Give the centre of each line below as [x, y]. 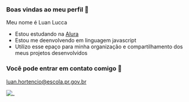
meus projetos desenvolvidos [51, 53]
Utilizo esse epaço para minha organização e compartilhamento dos [99, 47]
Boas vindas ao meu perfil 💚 [48, 10]
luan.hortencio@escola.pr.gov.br [46, 81]
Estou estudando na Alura [47, 34]
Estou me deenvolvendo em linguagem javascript [75, 41]
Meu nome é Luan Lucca [37, 23]
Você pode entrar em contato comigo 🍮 [64, 69]
